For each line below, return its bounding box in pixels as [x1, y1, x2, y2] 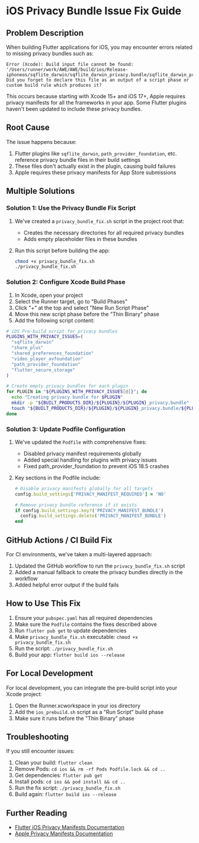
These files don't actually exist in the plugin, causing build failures [14, 162, 176, 170]
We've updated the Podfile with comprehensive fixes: [14, 438, 147, 446]
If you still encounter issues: [6, 748, 75, 755]
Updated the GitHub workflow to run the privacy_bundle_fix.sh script [14, 562, 185, 569]
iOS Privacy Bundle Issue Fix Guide [6, 4, 182, 18]
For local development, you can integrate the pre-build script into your [6, 684, 178, 691]
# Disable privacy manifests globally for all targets [14, 485, 153, 491]
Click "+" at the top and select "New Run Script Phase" [14, 304, 149, 311]
